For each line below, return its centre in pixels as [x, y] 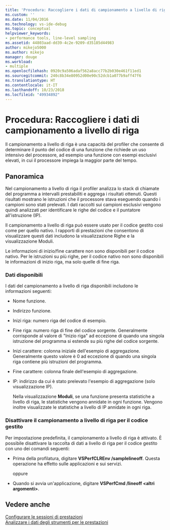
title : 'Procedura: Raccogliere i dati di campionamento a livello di [81, 10]
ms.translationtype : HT [30, 80]
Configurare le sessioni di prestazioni [44, 517]
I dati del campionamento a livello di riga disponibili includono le [72, 286]
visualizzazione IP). [33, 387]
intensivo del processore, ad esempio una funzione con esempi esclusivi [81, 155]
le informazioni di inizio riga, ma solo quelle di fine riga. [63, 262]
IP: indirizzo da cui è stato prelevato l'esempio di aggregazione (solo [84, 381]
